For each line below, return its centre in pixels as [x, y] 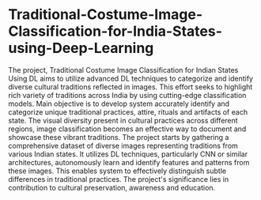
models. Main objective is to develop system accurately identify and [119, 104]
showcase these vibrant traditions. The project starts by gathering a [119, 137]
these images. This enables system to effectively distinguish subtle [117, 171]
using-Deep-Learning [81, 48]
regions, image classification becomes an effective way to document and [127, 129]
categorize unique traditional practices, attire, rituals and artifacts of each [128, 111]
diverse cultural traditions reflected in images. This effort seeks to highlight [130, 87]
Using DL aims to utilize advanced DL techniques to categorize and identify [131, 78]
